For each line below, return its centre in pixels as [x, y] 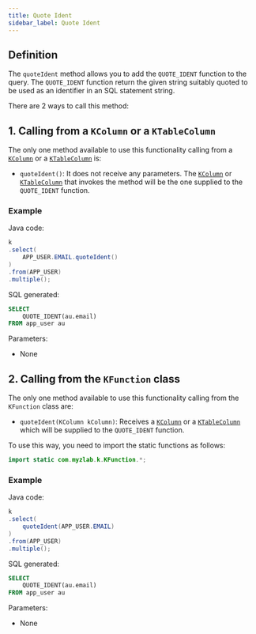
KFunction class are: [41, 406]
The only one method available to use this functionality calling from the [124, 398]
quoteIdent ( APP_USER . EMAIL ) [68, 526]
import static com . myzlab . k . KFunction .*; [77, 460]
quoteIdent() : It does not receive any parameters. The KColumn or [126, 174]
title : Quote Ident [40, 15]
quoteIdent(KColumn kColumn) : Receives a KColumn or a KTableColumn [130, 422]
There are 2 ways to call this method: [68, 106]
